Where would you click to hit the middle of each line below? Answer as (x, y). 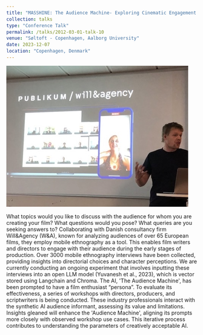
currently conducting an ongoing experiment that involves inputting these (98, 268)
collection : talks (29, 19)
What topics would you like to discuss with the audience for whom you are (99, 216)
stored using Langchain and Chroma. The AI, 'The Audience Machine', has (99, 281)
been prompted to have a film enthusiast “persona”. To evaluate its (89, 287)
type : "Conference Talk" (38, 25)
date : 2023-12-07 (28, 45)
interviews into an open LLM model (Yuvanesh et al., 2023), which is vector (101, 274)
